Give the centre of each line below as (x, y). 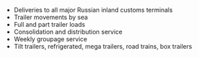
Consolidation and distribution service (68, 32)
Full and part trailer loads (49, 24)
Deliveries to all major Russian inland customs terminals (93, 10)
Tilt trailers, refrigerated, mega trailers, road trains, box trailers (103, 46)
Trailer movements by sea (51, 17)
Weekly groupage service (51, 39)
